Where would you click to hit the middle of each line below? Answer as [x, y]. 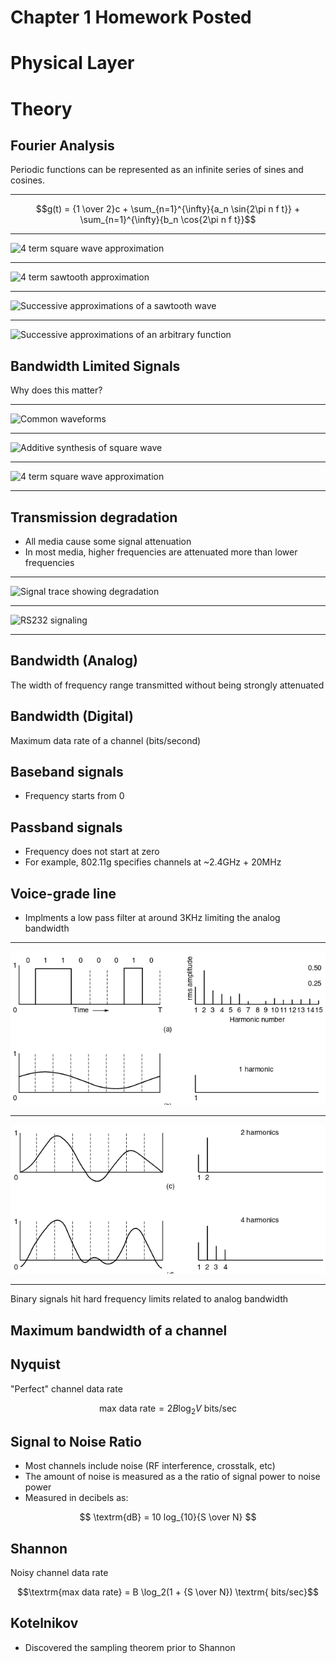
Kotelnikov [44, 1623]
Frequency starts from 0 [74, 796]
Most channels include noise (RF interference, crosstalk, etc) [150, 1466]
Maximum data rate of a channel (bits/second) [106, 740]
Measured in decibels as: [76, 1498]
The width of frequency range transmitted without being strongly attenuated [167, 685]
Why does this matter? [56, 390]
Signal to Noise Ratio [76, 1441]
